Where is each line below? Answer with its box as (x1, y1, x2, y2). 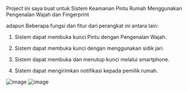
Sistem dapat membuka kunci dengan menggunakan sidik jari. (14, 45, 165, 52)
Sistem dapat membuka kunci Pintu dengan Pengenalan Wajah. (14, 34, 167, 40)
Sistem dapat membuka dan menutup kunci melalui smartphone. (14, 56, 170, 63)
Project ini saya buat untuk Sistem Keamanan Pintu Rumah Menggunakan (6, 5, 182, 12)
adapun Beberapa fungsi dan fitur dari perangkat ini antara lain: (6, 23, 159, 29)
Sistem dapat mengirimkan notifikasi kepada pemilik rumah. (14, 67, 159, 74)
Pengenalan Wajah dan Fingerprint (6, 11, 89, 18)
